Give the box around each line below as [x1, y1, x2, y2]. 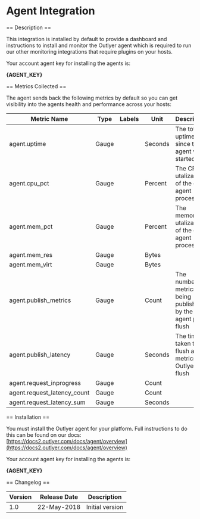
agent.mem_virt [9, 260, 52, 269]
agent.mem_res [9, 250, 52, 259]
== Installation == [6, 413, 50, 421]
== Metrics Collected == [6, 82, 67, 90]
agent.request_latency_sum [9, 398, 86, 406]
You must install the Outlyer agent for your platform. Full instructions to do [6, 425, 187, 432]
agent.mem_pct [9, 222, 53, 231]
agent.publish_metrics [9, 296, 71, 304]
